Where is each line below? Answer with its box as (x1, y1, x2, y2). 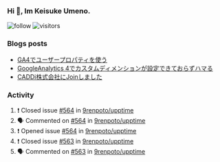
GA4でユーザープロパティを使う (16, 55, 108, 64)
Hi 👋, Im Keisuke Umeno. (7, 6, 91, 16)
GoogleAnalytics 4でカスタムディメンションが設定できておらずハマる (16, 64, 213, 72)
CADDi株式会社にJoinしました (16, 72, 103, 81)
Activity (7, 90, 34, 100)
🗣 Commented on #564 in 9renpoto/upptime (16, 116, 146, 124)
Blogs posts (7, 39, 48, 49)
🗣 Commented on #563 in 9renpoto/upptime (16, 147, 146, 155)
